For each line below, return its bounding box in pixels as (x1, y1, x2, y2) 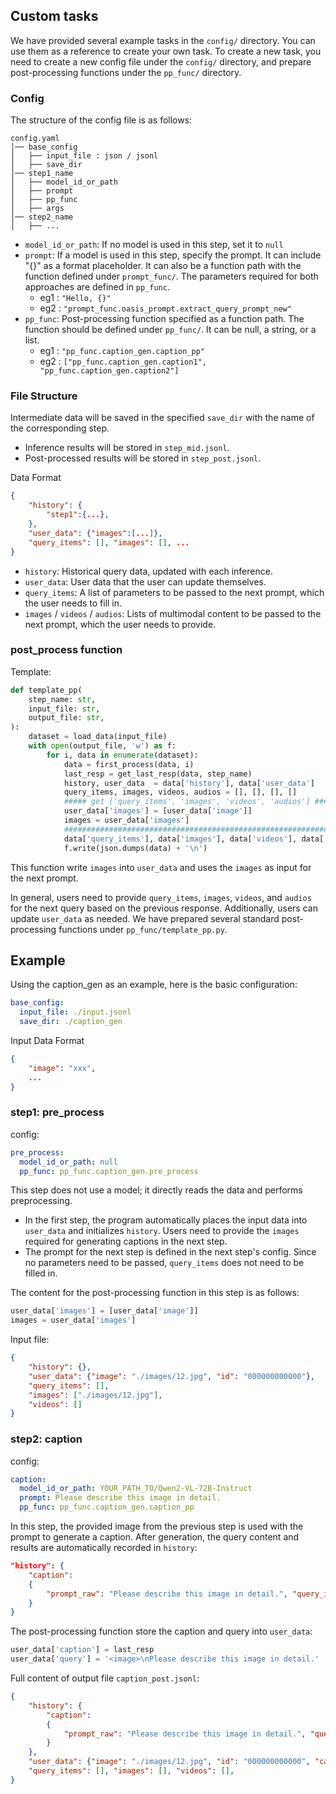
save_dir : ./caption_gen (19, 1017, 123, 1027)
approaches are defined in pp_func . (24, 281, 171, 293)
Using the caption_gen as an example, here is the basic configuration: (10, 979, 298, 991)
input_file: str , (28, 704, 101, 714)
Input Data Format (10, 1035, 85, 1047)
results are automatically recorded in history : (10, 1542, 198, 1554)
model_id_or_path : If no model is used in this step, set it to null (24, 239, 284, 251)
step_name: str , (28, 694, 97, 704)
